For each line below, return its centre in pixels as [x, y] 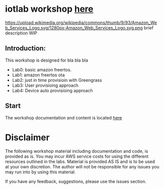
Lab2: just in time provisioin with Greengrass [57, 80]
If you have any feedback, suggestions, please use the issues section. [76, 181]
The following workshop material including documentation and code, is [77, 151]
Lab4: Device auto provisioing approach [52, 90]
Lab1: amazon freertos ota [38, 75]
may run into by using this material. [40, 172]
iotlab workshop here [49, 9]
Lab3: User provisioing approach [45, 85]
